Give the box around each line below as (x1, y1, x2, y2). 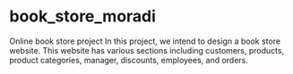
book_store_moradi (9, 6, 157, 27)
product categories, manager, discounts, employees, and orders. (9, 54, 249, 65)
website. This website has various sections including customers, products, (9, 45, 285, 55)
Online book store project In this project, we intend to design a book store (9, 36, 280, 46)
